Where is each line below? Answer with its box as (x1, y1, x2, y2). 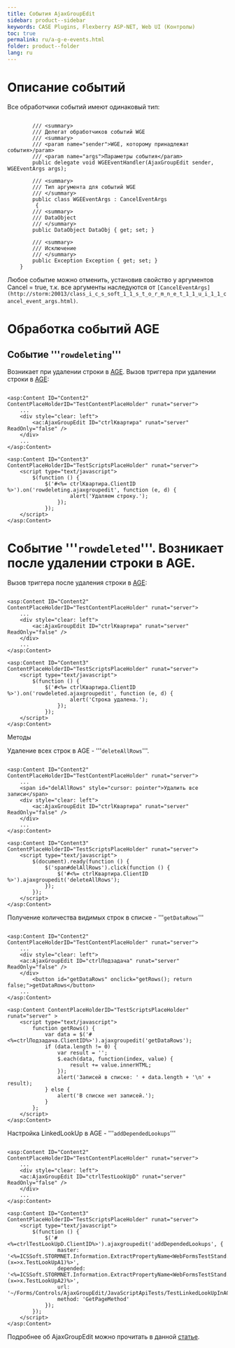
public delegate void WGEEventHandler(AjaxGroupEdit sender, (32, 159, 215, 166)
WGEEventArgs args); (7, 165, 68, 172)
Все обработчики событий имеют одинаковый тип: (7, 102, 160, 111)
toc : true (7, 29, 36, 37)
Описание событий (7, 80, 126, 95)
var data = (44, 1031, 77, 1038)
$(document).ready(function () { (32, 858, 130, 865)
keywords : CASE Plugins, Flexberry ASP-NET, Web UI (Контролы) (7, 23, 196, 30)
